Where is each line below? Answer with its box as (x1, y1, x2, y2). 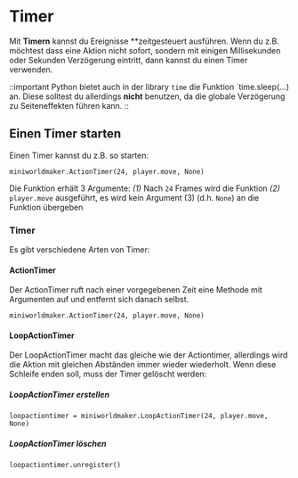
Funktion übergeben (9, 202, 84, 212)
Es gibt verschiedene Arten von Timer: (9, 244, 150, 255)
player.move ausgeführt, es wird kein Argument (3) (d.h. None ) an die (9, 192, 260, 202)
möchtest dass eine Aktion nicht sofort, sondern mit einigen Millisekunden (9, 45, 281, 55)
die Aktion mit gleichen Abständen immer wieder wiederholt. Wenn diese (9, 359, 277, 370)
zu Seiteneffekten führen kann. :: (9, 100, 129, 111)
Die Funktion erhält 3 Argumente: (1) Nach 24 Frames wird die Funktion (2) (9, 183, 280, 194)
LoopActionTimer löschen (9, 439, 107, 449)
